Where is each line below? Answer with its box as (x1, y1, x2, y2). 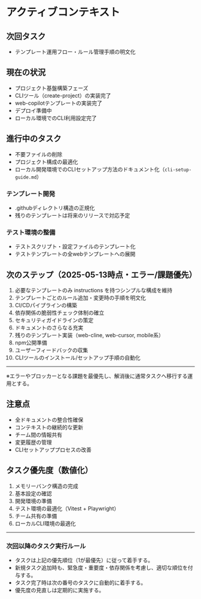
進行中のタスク (6, 134, 62, 144)
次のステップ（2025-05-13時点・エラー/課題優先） (6, 270, 197, 280)
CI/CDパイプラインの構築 (14, 302, 78, 309)
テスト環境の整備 (6, 228, 56, 237)
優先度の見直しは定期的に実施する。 (14, 586, 105, 594)
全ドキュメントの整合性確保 (14, 416, 84, 423)
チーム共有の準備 (14, 512, 57, 519)
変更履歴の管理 (14, 438, 52, 446)
